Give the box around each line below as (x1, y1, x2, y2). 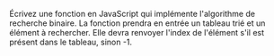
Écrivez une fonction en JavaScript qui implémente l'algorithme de (9, 9, 256, 19)
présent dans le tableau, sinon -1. (9, 36, 133, 47)
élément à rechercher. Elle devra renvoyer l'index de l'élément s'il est (9, 28, 265, 37)
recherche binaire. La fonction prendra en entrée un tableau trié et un (9, 18, 266, 28)
